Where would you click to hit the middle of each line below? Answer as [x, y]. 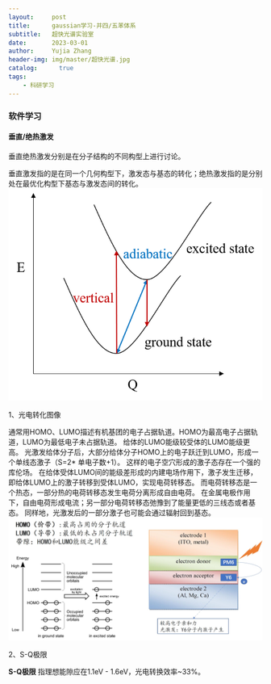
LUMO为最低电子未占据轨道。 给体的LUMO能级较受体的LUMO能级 [133, 442]
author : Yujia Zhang [50, 51]
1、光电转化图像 [35, 415]
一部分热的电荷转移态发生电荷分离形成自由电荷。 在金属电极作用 [143, 493]
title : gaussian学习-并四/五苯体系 [72, 25]
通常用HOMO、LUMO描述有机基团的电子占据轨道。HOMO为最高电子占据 [130, 432]
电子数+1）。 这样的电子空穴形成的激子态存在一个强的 [172, 462]
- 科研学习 [39, 85]
